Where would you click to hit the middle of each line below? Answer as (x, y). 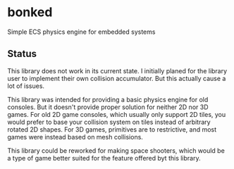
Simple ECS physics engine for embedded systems (81, 32)
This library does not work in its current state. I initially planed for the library (117, 70)
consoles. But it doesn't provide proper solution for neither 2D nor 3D (108, 107)
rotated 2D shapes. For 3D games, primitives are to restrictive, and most (112, 129)
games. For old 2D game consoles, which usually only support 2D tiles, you (117, 114)
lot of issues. (26, 86)
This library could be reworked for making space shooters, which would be (116, 150)
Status (22, 54)
